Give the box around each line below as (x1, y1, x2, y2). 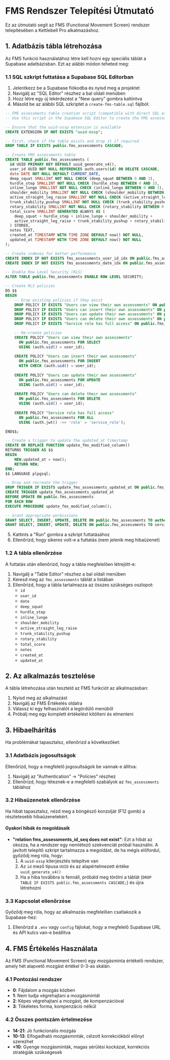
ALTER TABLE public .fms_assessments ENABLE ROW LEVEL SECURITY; (5, 274, 144, 280)
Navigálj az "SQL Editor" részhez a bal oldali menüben (12, 90, 125, 96)
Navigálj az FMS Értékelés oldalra (12, 700, 82, 706)
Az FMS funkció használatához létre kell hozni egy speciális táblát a (5, 55, 147, 61)
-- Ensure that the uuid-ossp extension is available (5, 125, 121, 130)
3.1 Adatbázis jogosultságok (5, 752, 76, 759)
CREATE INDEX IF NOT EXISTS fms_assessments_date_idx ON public (5, 260, 144, 266)
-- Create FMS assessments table (5, 153, 76, 158)
